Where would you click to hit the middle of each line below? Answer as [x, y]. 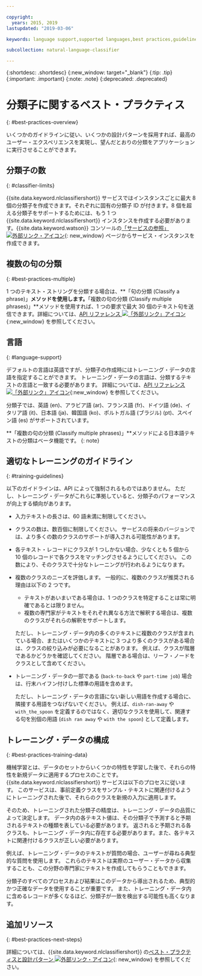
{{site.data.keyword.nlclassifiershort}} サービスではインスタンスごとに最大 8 [101, 198]
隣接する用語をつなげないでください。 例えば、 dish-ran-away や [94, 704]
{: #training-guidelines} [35, 476]
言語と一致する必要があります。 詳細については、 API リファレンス [103, 385]
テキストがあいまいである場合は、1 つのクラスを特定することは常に [107, 598]
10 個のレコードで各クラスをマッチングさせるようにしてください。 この [103, 557]
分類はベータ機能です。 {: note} [61, 440]
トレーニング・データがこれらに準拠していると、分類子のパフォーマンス [106, 496]
